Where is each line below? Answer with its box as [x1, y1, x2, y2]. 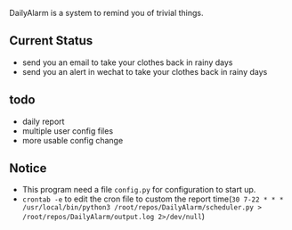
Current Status [9, 33, 93, 48]
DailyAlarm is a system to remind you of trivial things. [9, 8, 204, 18]
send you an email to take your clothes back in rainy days [21, 57, 233, 68]
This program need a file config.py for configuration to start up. [21, 185, 256, 195]
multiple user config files [21, 125, 114, 136]
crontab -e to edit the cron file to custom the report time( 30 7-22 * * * [21, 193, 284, 204]
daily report [21, 116, 65, 127]
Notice [9, 160, 47, 177]
